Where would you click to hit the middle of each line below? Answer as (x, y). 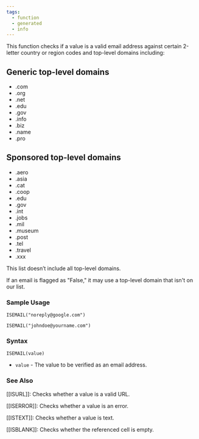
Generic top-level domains (58, 72)
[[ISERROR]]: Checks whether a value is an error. (68, 405)
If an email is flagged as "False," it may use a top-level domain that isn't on (100, 280)
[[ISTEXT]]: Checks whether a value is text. (60, 418)
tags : (13, 12)
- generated (27, 23)
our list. (16, 287)
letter (13, 53)
